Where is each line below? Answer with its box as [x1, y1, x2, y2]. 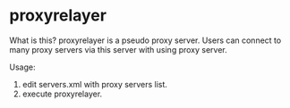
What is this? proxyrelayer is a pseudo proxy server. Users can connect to [9, 35, 282, 46]
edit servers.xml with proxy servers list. [21, 79, 168, 89]
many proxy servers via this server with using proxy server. [9, 44, 228, 54]
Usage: [9, 62, 36, 72]
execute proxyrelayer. [21, 88, 103, 99]
